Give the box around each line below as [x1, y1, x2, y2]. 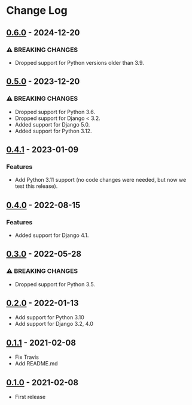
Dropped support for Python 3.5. [14, 280, 96, 288]
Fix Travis [14, 353, 39, 361]
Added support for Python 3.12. [14, 127, 92, 134]
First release [14, 394, 46, 401]
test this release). [14, 182, 58, 190]
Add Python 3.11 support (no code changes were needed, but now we [14, 176, 187, 184]
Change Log [6, 4, 68, 17]
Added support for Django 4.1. [14, 232, 89, 239]
